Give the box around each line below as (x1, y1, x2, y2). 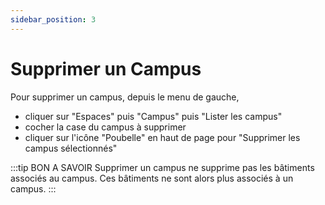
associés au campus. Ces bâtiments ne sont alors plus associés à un (10, 172, 294, 184)
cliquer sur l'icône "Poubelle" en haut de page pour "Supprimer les (24, 131, 301, 143)
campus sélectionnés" (24, 142, 118, 154)
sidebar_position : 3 (10, 14, 97, 25)
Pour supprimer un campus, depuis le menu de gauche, (10, 91, 240, 103)
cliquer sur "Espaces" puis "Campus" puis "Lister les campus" (24, 110, 283, 122)
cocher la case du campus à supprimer (24, 121, 187, 133)
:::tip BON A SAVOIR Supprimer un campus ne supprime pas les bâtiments (10, 161, 315, 173)
